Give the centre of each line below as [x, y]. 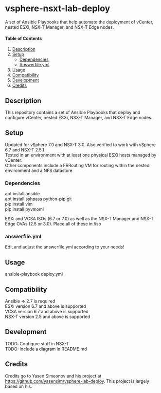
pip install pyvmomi [25, 209]
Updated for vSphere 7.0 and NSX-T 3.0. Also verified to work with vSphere [80, 145]
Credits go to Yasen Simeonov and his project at [53, 376]
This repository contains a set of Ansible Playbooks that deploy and [73, 112]
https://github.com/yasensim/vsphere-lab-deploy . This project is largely [77, 381]
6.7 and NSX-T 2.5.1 [25, 150]
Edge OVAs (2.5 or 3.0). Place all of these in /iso [53, 224]
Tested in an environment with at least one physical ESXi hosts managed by [81, 155]
